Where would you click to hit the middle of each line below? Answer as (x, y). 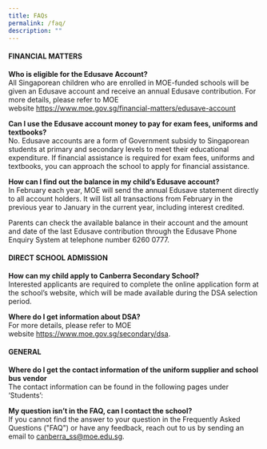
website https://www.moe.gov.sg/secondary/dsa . (90, 334)
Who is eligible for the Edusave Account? (78, 74)
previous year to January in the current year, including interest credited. (127, 207)
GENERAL (25, 352)
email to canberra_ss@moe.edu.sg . (67, 436)
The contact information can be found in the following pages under (119, 387)
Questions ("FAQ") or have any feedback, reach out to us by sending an (126, 427)
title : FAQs (28, 16)
